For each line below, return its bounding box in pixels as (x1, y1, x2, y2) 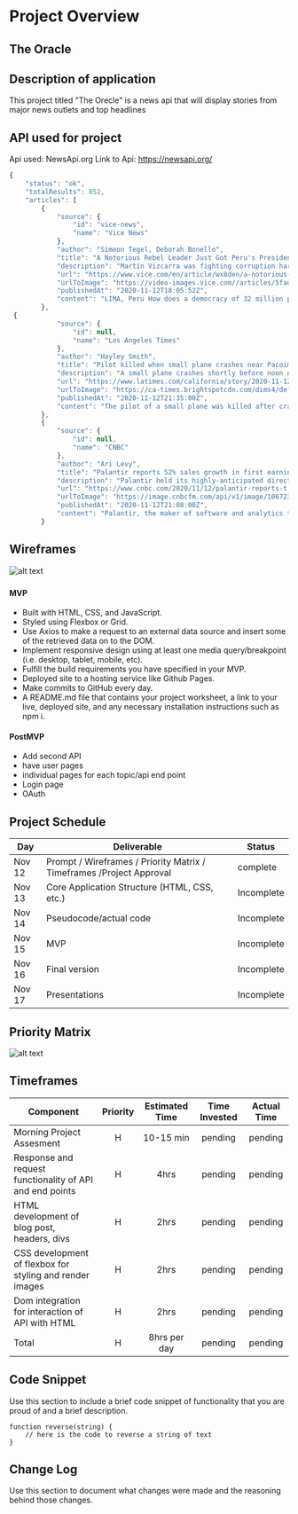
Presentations (45, 989, 105, 1001)
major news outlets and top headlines (9, 105, 146, 115)
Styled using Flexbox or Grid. (21, 616, 129, 627)
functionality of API (13, 1173, 94, 1186)
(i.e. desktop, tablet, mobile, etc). (21, 655, 144, 665)
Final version (45, 963, 100, 976)
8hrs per (148, 1330, 184, 1343)
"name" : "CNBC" (72, 443, 129, 452)
